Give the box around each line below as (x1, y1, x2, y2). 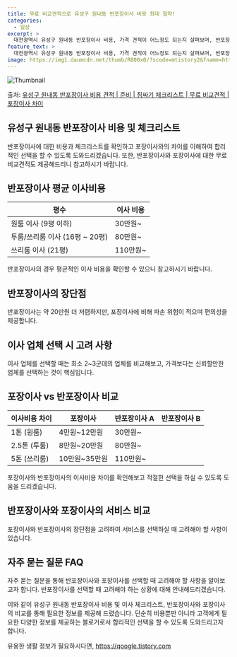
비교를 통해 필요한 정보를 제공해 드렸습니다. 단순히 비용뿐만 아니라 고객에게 (14, 609, 220, 617)
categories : (7, 17, 42, 24)
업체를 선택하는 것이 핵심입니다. (7, 368, 95, 376)
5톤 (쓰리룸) (11, 453, 49, 463)
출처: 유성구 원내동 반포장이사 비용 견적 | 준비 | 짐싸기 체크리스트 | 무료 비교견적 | (7, 90, 229, 99)
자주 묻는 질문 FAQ (7, 557, 84, 569)
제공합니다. (7, 316, 38, 325)
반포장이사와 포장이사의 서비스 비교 (7, 505, 151, 517)
